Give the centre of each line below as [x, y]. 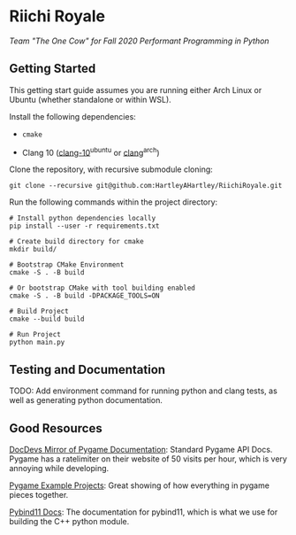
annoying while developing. [59, 469]
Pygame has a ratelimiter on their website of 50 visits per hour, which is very [148, 459]
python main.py [37, 343]
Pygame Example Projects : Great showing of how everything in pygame [139, 485]
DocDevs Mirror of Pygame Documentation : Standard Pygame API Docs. [141, 450]
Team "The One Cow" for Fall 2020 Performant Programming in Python [139, 41]
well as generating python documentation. [86, 400]
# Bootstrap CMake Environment [67, 265]
